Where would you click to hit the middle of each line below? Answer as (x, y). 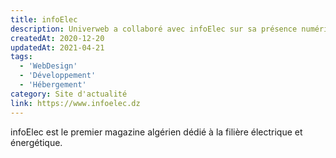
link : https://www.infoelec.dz (75, 103)
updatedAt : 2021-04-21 (57, 47)
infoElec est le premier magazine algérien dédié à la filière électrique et (156, 132)
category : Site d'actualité (69, 94)
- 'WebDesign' (48, 66)
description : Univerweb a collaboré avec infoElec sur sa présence (154, 29)
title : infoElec (44, 19)
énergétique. (36, 142)
